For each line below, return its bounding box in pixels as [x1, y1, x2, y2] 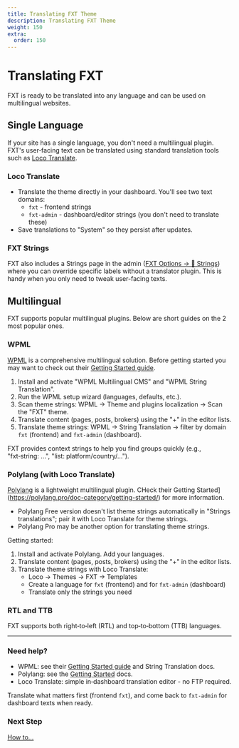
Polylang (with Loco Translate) [7, 469, 115, 479]
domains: [17, 195, 45, 204]
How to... [7, 732, 34, 742]
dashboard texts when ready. [7, 699, 93, 707]
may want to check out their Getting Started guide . [7, 363, 156, 372]
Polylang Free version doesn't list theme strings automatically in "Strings [17, 507, 231, 516]
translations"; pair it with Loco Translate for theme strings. [17, 514, 188, 523]
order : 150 [14, 37, 46, 44]
